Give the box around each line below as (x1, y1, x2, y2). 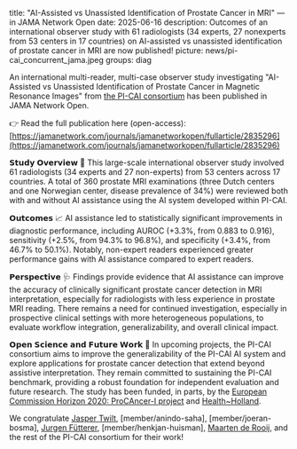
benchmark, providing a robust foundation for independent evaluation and (9, 377, 279, 387)
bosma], (9, 422, 40, 433)
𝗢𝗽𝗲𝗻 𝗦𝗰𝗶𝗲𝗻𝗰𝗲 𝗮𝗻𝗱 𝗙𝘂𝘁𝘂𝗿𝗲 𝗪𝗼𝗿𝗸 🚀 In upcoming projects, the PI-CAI (9, 339, 272, 350)
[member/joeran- (208, 413, 272, 423)
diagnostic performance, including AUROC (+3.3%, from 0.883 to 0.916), (9, 225, 275, 236)
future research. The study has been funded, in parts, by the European (9, 386, 268, 397)
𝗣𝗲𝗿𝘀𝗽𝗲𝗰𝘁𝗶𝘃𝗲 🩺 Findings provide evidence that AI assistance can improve (9, 272, 285, 282)
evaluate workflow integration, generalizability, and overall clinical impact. (9, 322, 279, 332)
